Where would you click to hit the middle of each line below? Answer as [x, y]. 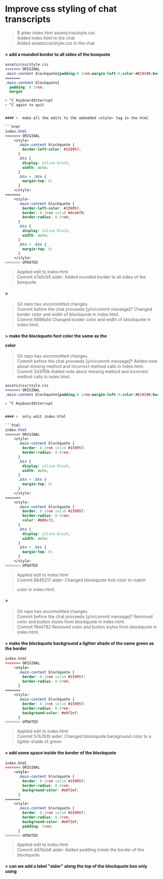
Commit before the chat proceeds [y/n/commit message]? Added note [87, 361]
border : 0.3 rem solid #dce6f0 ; [54, 213]
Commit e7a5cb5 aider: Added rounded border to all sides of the [81, 277]
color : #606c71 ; [39, 520]
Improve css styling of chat [61, 9]
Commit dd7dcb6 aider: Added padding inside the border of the [81, 850]
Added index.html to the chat [46, 38]
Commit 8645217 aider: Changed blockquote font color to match [81, 580]
